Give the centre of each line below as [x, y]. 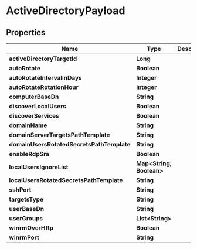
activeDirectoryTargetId [43, 59]
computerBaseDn [34, 97]
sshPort [20, 190]
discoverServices [34, 116]
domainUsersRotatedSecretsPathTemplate [70, 144]
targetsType [26, 199]
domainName [28, 125]
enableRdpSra [29, 154]
